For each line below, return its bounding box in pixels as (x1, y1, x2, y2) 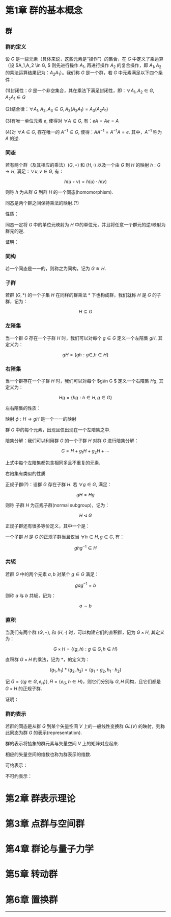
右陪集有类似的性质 (5, 470, 46, 476)
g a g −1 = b (75, 581, 96, 588)
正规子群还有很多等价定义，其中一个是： (5, 522, 90, 529)
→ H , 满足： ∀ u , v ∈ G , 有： (5, 168, 64, 174)
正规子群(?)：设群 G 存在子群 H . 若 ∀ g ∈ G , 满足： (5, 481, 112, 487)
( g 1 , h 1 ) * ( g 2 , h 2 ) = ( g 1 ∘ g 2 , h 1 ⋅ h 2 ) (49, 667, 122, 674)
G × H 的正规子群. (5, 685, 42, 692)
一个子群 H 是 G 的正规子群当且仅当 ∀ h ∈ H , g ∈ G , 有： (5, 534, 125, 540)
